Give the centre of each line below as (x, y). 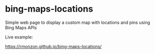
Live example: (19, 37)
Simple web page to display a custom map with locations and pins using (78, 22)
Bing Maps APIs (21, 27)
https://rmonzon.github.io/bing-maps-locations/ (53, 46)
